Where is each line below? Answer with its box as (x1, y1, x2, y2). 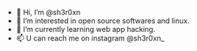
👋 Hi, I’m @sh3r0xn (15, 8, 81, 17)
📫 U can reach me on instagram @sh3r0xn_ (15, 33, 165, 43)
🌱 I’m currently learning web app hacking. (15, 25, 156, 33)
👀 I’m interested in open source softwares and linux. (15, 16, 191, 25)
